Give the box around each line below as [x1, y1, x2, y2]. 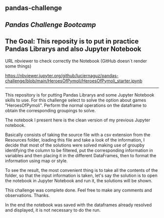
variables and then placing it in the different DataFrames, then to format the [5, 152, 157, 158]
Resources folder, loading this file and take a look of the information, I [5, 137, 145, 143]
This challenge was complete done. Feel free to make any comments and [5, 187, 152, 193]
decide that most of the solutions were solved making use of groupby [5, 142, 145, 148]
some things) [5, 63, 32, 69]
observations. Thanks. [5, 192, 50, 198]
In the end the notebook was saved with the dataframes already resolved [5, 202, 152, 208]
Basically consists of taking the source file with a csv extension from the [5, 132, 150, 138]
